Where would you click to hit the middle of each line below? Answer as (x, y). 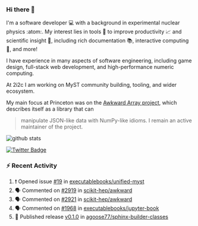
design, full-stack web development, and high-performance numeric (90, 67)
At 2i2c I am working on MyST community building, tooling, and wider (92, 85)
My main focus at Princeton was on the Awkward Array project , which (92, 103)
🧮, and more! (22, 49)
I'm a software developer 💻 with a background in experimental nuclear (93, 23)
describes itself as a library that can (50, 109)
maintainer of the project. (52, 127)
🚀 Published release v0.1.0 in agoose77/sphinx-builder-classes (91, 216)
